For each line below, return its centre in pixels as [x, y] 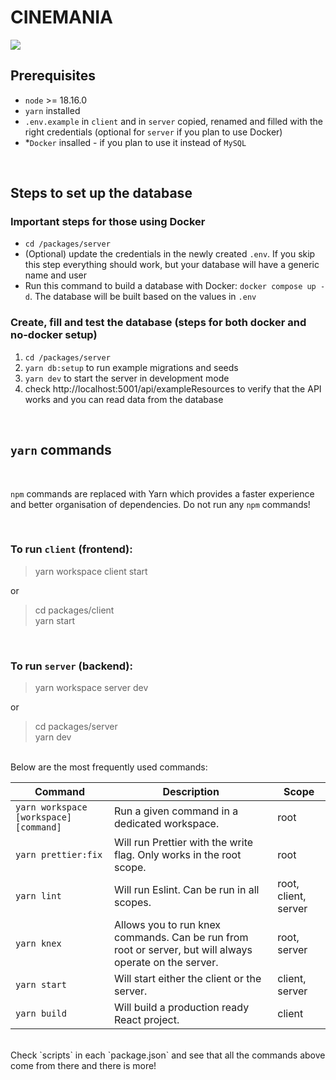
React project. [147, 1020]
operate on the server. [166, 963]
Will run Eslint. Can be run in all [187, 890]
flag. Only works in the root [178, 855]
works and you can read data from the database [124, 399]
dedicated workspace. [167, 824]
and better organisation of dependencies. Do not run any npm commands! [160, 504]
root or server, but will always [183, 950]
